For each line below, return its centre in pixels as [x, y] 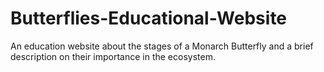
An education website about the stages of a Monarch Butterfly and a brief [162, 46]
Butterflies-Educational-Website [149, 18]
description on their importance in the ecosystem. [113, 56]
